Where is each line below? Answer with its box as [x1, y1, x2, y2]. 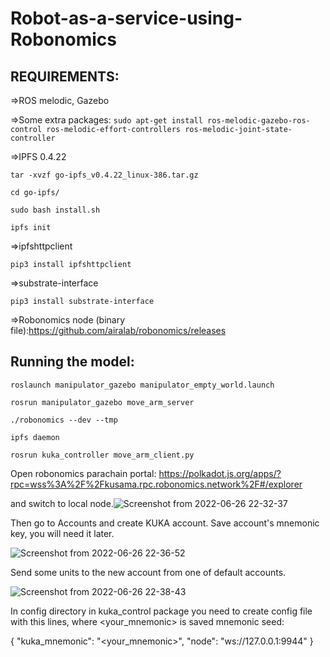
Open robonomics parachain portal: [10, 467, 157, 479]
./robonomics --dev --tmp [10, 415, 118, 425]
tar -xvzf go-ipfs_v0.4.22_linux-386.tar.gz [10, 170, 199, 180]
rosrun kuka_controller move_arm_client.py [10, 450, 195, 460]
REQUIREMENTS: [10, 68, 120, 85]
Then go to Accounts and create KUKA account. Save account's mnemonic [10, 517, 320, 529]
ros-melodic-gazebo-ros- [207, 116, 311, 126]
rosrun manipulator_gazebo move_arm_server [10, 397, 195, 407]
